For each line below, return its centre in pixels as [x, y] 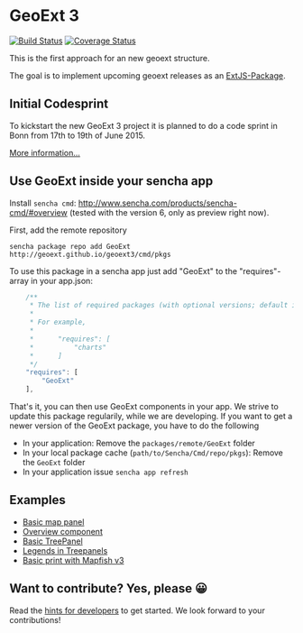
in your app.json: [62, 280]
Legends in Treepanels [65, 550]
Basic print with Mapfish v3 [73, 560]
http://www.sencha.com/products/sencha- [157, 203]
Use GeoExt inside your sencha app [111, 181]
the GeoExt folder [54, 463]
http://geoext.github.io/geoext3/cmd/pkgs [90, 254]
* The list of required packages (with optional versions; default [159, 306]
